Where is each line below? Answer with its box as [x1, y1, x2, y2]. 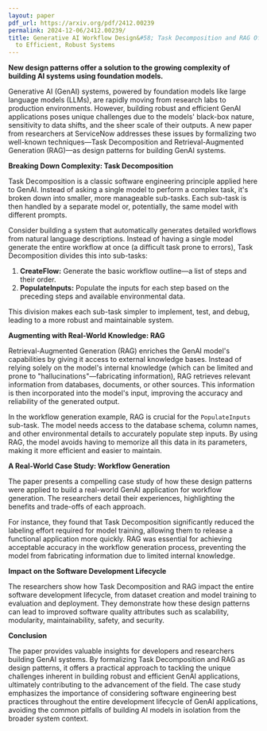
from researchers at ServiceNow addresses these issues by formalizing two [8, 129, 257, 139]
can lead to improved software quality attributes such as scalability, [8, 607, 229, 617]
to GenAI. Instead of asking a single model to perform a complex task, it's [8, 185, 249, 194]
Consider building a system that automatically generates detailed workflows [8, 225, 257, 235]
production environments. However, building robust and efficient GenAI [8, 104, 242, 113]
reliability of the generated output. [8, 397, 120, 406]
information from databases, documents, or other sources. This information [8, 380, 255, 390]
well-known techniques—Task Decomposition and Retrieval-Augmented [8, 137, 244, 147]
